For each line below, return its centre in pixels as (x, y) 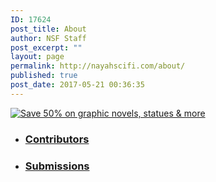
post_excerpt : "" (46, 47)
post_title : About (48, 29)
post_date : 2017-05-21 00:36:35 (77, 85)
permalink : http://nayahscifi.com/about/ (98, 66)
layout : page (37, 57)
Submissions (57, 166)
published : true (44, 76)
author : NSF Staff (48, 38)
